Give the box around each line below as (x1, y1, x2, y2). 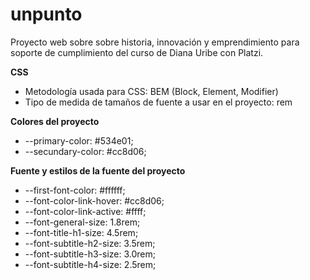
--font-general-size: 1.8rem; (24, 216, 141, 228)
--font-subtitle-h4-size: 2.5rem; (24, 258, 157, 270)
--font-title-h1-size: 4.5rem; (24, 226, 139, 238)
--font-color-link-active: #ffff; (24, 205, 147, 217)
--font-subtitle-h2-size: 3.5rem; (24, 237, 156, 249)
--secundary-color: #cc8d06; (24, 145, 147, 157)
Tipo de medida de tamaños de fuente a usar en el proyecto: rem (24, 96, 293, 108)
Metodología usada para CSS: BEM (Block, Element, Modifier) (24, 85, 279, 97)
